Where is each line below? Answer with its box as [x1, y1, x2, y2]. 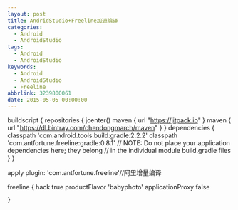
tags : [7, 43, 24, 51]
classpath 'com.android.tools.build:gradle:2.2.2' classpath [7, 131, 178, 140]
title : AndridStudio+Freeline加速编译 [7, 17, 119, 24]
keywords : [7, 63, 37, 70]
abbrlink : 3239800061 [7, 90, 72, 97]
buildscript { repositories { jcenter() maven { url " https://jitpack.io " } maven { [7, 116, 232, 125]
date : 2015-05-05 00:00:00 [7, 97, 88, 104]
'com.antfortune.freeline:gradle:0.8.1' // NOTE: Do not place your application [7, 139, 230, 147]
